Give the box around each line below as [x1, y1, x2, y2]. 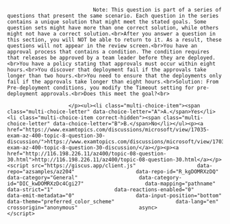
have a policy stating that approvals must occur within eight [31, 60, 216, 67]
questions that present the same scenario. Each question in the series [7, 12, 219, 19]
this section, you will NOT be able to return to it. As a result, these [7, 36, 222, 43]
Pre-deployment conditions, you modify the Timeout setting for [7, 84, 194, 91]
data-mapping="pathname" [144, 180, 216, 187]
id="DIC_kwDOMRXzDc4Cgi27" [7, 180, 84, 187]
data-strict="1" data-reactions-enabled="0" [7, 186, 194, 193]
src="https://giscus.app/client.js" [31, 162, 136, 169]
